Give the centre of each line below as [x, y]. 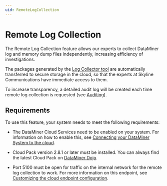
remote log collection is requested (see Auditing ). [56, 95]
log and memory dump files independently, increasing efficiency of [74, 54]
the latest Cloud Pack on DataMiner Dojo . [55, 158]
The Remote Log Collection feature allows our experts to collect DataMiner [82, 49]
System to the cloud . [34, 143]
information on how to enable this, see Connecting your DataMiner [81, 137]
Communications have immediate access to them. [56, 79]
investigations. [20, 59]
